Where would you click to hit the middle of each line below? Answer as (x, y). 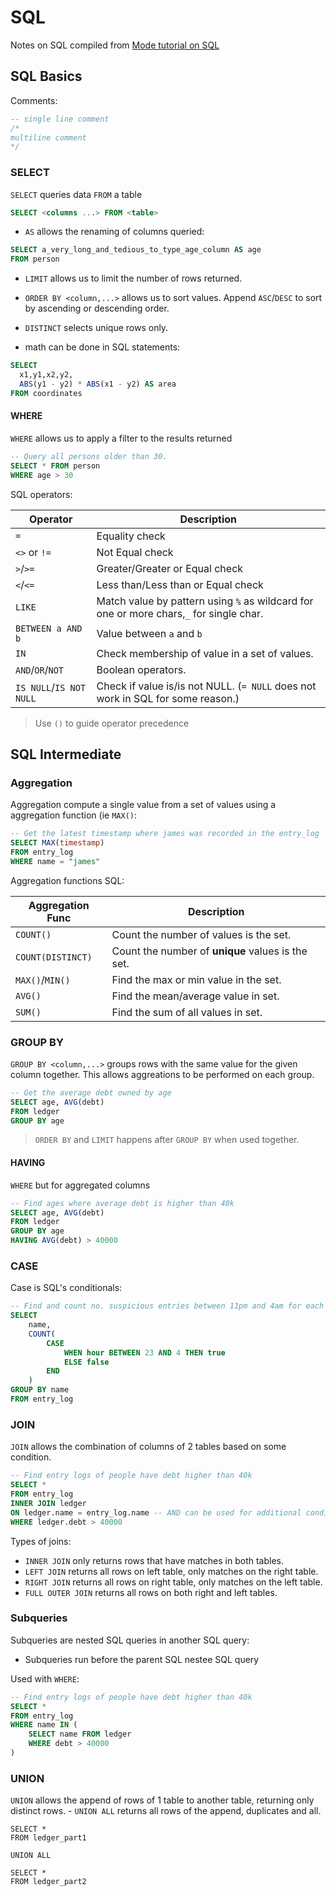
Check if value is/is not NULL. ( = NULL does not (206, 686)
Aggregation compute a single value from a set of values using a (143, 805)
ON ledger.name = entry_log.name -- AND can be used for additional (156, 1512)
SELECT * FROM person (55, 466)
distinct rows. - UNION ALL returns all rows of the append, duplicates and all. (166, 1811)
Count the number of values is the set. (201, 934)
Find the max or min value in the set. (196, 979)
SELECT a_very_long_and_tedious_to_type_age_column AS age (136, 250)
